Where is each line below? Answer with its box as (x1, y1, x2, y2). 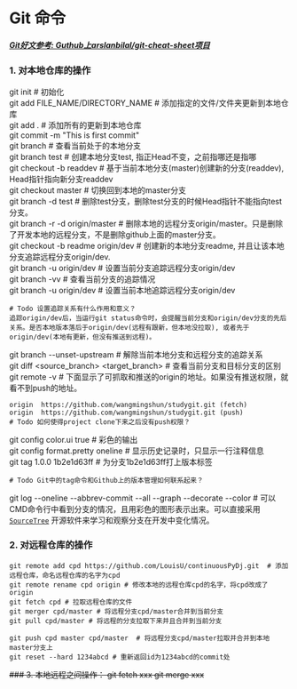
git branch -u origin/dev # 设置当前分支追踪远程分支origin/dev (9, 262, 236, 273)
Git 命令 (9, 8, 66, 28)
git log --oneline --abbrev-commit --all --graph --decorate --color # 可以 (9, 493, 277, 503)
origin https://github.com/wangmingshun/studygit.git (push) (9, 408, 244, 417)
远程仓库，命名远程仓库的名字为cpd (9, 571, 121, 580)
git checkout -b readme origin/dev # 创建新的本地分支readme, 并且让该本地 (9, 240, 285, 251)
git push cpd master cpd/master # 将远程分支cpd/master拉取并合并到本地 (9, 633, 270, 643)
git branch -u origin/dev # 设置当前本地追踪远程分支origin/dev (9, 284, 236, 295)
